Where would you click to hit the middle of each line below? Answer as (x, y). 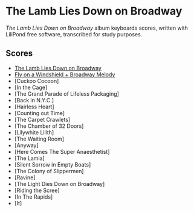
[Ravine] (25, 177)
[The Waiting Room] (39, 139)
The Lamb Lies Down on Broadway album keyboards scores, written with (97, 28)
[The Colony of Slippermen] (49, 171)
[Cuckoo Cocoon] (37, 81)
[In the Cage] (31, 87)
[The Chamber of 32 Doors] (49, 126)
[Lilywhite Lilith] (34, 132)
